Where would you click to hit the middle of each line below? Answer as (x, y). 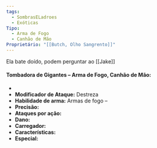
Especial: (26, 139)
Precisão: (27, 107)
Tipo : (13, 28)
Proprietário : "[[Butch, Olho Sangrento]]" (61, 45)
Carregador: (30, 126)
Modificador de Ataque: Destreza (56, 95)
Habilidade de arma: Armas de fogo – (61, 101)
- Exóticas (25, 22)
